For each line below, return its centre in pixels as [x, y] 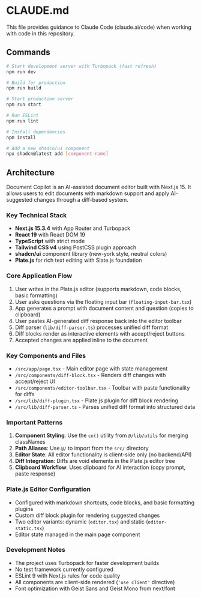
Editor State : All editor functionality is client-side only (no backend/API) [103, 455]
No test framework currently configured [64, 569]
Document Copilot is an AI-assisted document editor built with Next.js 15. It [99, 187]
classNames [30, 442]
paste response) [35, 474]
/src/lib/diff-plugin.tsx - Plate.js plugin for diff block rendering [96, 400]
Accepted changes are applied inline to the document [81, 340]
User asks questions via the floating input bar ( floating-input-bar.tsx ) [103, 301]
